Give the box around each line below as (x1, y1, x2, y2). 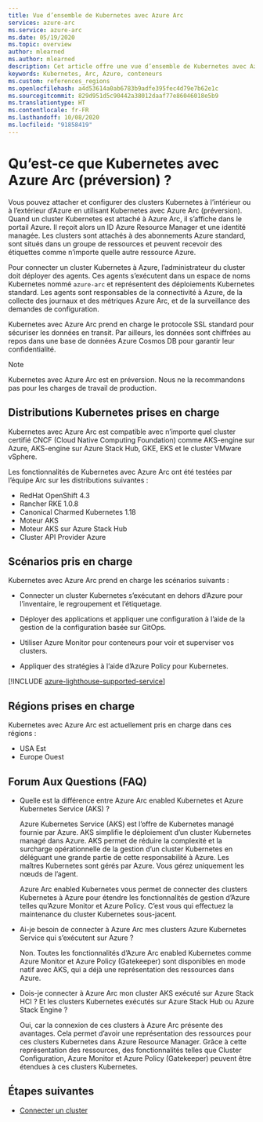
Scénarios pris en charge (8, 555, 133, 568)
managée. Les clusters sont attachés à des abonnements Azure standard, (8, 231, 247, 240)
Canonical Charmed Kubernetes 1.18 (19, 507, 137, 516)
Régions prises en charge (8, 699, 135, 712)
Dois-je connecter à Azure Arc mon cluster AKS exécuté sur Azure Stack (19, 988, 254, 997)
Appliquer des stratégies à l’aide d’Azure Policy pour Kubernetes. (19, 661, 229, 671)
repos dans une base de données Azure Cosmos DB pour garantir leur (8, 336, 235, 345)
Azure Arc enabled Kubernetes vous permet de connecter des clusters (19, 884, 248, 894)
